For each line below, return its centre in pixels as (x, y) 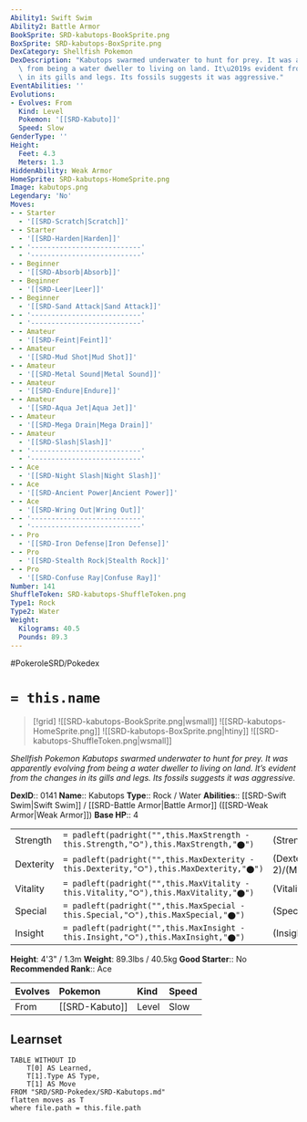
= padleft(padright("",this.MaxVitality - (156, 884)
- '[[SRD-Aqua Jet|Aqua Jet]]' (78, 408)
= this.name (56, 698)
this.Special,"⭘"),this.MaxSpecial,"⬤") (154, 915)
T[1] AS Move (51, 1085)
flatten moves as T (47, 1100)
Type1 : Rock (33, 603)
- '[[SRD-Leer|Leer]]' (61, 289)
